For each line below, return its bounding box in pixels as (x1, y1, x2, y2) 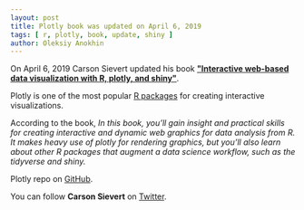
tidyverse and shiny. (10, 156, 86, 167)
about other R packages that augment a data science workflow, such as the (10, 147, 296, 157)
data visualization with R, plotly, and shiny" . (10, 73, 180, 84)
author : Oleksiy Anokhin (10, 38, 104, 48)
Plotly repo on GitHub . (10, 174, 93, 185)
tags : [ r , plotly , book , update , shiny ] (10, 30, 173, 39)
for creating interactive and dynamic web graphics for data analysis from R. (10, 128, 296, 138)
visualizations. (10, 100, 64, 111)
